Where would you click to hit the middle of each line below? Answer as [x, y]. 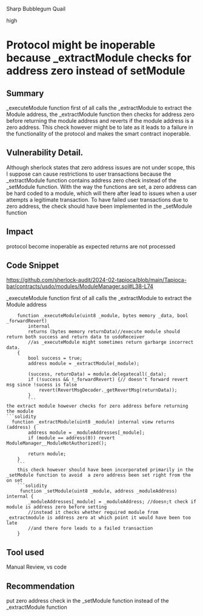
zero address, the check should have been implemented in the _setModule [99, 206]
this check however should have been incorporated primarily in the [105, 470]
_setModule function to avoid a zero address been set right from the [98, 475]
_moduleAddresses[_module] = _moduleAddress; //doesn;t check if [112, 502]
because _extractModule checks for [99, 58]
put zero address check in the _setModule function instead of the [88, 601]
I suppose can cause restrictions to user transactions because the [89, 174]
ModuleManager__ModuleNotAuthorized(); [57, 443]
